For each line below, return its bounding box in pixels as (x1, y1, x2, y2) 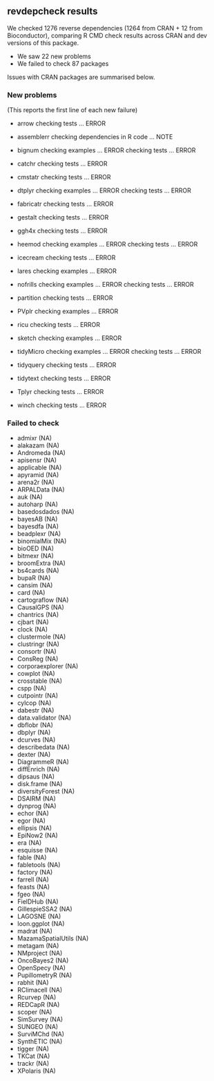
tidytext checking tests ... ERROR (17, 374, 111, 383)
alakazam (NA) (17, 441, 60, 449)
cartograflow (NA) (17, 596, 69, 605)
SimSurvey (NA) (17, 1015, 64, 1024)
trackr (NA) (17, 1060, 50, 1068)
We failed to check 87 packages (17, 59, 109, 68)
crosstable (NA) (17, 677, 62, 685)
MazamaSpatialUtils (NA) (17, 934, 89, 942)
